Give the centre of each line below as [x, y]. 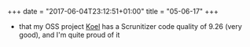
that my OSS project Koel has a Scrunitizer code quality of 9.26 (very [131, 26]
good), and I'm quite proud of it [69, 35]
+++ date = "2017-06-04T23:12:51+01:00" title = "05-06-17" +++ [113, 11]
